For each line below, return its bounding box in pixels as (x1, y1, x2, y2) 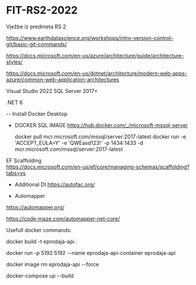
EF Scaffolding (6, 157, 42, 164)
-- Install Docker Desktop (6, 110, 68, 117)
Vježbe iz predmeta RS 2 (6, 23, 67, 30)
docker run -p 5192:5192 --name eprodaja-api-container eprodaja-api (6, 249, 176, 256)
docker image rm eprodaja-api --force (6, 260, 99, 268)
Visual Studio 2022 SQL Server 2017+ (6, 87, 98, 94)
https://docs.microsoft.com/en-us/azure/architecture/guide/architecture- (6, 52, 184, 59)
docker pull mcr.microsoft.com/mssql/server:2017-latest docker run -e (14, 133, 187, 140)
